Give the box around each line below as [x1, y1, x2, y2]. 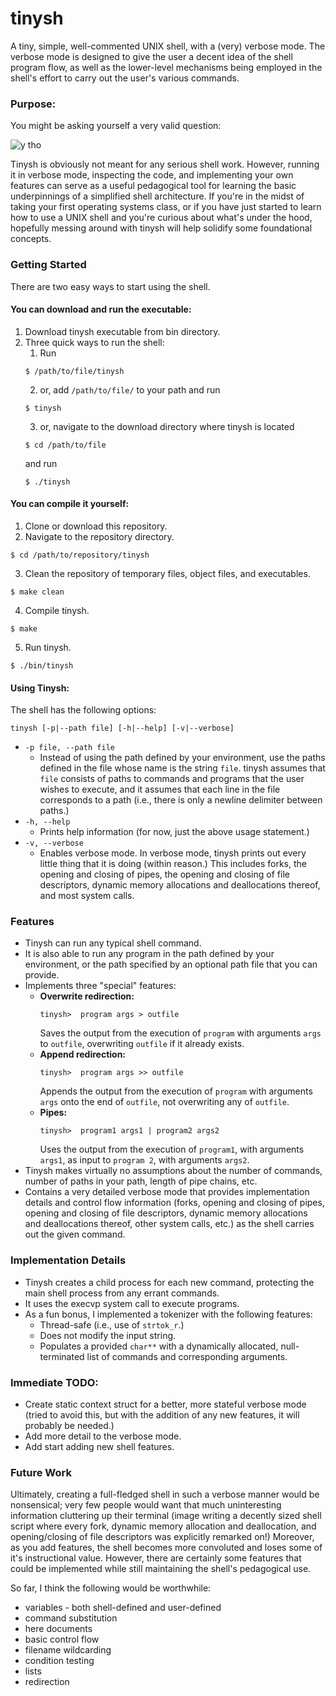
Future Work [10, 1465, 72, 1479]
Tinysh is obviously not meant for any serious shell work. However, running [10, 158, 320, 171]
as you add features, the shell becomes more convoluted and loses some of [10, 1542, 323, 1554]
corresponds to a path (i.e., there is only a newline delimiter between [39, 794, 323, 806]
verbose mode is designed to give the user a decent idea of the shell [10, 50, 293, 62]
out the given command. [24, 1228, 126, 1241]
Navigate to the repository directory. [24, 530, 175, 542]
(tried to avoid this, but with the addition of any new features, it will [24, 1409, 300, 1421]
